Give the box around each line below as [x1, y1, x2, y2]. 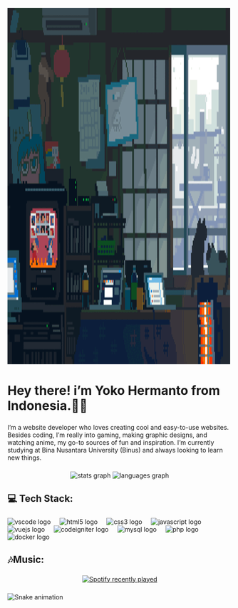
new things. [7, 453, 42, 462]
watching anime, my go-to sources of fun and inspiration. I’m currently [7, 438, 214, 447]
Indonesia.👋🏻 [7, 398, 88, 414]
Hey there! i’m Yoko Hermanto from [7, 383, 220, 399]
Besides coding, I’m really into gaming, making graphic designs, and [7, 431, 208, 439]
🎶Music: [7, 553, 45, 565]
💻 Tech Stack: [7, 493, 73, 505]
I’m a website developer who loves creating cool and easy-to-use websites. [7, 423, 229, 432]
